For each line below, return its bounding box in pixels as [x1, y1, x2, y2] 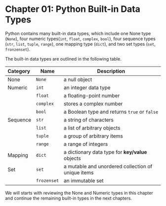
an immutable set [63, 177, 104, 184]
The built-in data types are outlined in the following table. [5, 56, 122, 62]
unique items [63, 169, 94, 176]
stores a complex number [63, 100, 123, 107]
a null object [63, 76, 92, 83]
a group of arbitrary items [63, 133, 124, 139]
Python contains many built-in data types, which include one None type [5, 30, 151, 36]
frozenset [36, 178, 59, 183]
